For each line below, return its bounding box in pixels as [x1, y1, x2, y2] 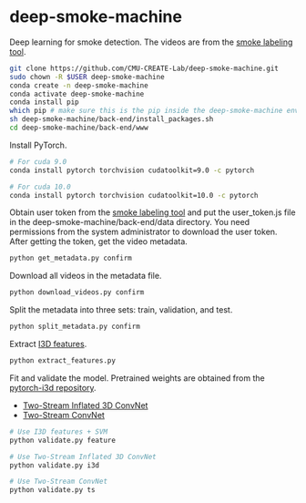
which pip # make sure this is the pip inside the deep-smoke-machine [9, 107, 283, 116]
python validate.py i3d [9, 460, 100, 470]
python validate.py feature [9, 436, 117, 445]
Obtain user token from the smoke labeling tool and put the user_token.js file [9, 207, 296, 218]
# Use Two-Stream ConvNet [9, 477, 107, 487]
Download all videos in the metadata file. [9, 271, 162, 282]
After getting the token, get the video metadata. [9, 236, 189, 247]
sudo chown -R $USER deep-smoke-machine [9, 72, 166, 81]
